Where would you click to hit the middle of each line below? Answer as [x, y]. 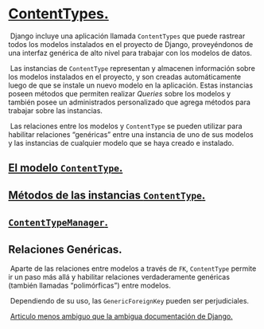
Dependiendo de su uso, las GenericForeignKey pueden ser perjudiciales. [129, 300]
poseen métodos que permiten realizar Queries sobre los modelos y [120, 93]
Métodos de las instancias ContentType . [107, 195]
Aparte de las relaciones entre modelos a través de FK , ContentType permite [133, 268]
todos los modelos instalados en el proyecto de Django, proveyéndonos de [131, 44]
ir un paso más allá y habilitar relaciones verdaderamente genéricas [119, 276]
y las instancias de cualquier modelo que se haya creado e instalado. [121, 143]
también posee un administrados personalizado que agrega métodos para [129, 102]
